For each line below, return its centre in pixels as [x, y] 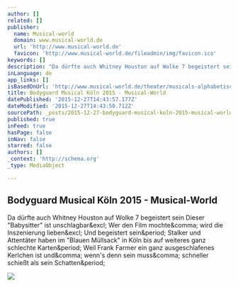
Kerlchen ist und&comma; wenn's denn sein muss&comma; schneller [108, 255]
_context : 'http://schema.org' [53, 159]
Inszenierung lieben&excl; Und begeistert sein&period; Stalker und [104, 232]
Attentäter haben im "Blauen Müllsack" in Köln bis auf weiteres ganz [107, 240]
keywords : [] [27, 60]
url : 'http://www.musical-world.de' [68, 47]
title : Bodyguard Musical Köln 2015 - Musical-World [87, 93]
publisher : [23, 27]
